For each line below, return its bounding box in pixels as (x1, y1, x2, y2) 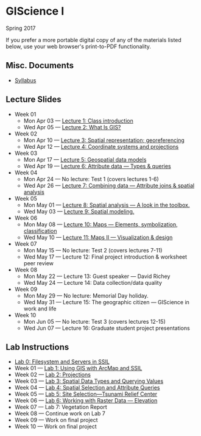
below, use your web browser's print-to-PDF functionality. (5, 43, 152, 50)
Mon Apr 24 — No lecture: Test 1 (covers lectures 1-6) (23, 175, 159, 182)
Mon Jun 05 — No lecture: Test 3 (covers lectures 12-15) (23, 318, 166, 325)
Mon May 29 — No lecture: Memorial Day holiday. (23, 291, 149, 299)
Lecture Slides (5, 95, 62, 105)
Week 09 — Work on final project (14, 416, 98, 424)
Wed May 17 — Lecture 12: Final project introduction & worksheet (23, 253, 187, 260)
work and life (23, 305, 57, 312)
